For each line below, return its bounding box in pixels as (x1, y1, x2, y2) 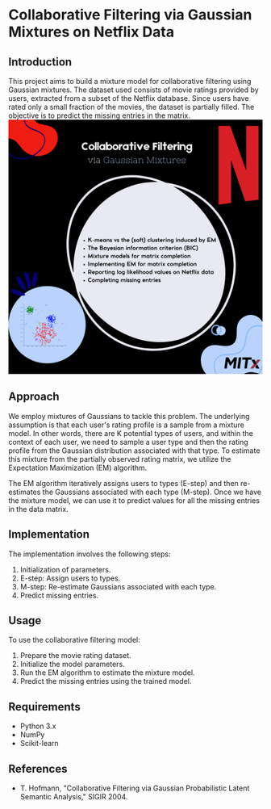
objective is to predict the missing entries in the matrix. (8, 111, 191, 120)
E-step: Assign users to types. (19, 573, 121, 583)
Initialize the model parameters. (19, 660, 125, 669)
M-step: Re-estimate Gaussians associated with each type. (19, 581, 217, 591)
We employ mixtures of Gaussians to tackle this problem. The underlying (8, 411, 250, 421)
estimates (8, 487, 41, 497)
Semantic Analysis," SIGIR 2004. (19, 792, 128, 802)
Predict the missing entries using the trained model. (19, 677, 192, 686)
